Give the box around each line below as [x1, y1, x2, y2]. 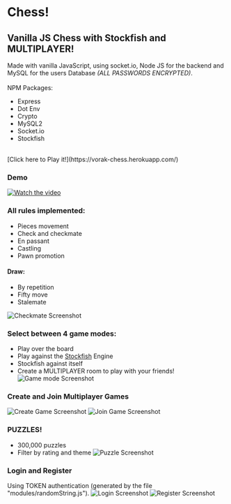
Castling [17, 244, 42, 252]
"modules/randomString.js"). [7, 489, 90, 497]
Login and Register [7, 466, 72, 475]
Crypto [17, 112, 38, 120]
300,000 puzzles [17, 440, 67, 449]
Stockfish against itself [17, 360, 83, 368]
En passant [17, 237, 50, 245]
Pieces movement [17, 221, 70, 230]
